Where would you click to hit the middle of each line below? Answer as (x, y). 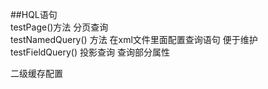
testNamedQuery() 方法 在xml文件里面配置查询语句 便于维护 (134, 39)
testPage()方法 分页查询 (59, 27)
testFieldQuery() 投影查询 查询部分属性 (90, 52)
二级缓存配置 (36, 73)
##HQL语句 (34, 14)
